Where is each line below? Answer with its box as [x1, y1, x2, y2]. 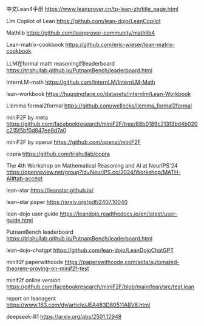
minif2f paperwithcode [6, 259, 64, 265]
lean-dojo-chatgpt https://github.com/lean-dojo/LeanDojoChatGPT [6, 246, 174, 254]
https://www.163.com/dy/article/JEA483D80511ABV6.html [6, 301, 151, 308]
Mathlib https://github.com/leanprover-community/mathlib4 [6, 29, 155, 36]
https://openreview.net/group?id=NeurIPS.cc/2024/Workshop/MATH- [6, 169, 181, 175]
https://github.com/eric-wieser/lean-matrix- [65, 41, 175, 48]
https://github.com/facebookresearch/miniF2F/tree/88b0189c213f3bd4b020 [6, 120, 198, 127]
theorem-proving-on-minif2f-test [6, 265, 89, 272]
